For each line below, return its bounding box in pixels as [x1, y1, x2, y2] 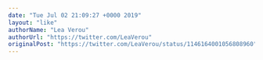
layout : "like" [8, 19, 58, 26]
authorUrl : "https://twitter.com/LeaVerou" [8, 33, 153, 41]
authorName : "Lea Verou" [8, 26, 89, 34]
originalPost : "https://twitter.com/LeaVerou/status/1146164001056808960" [8, 41, 258, 48]
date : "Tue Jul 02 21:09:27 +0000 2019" [8, 11, 142, 19]
